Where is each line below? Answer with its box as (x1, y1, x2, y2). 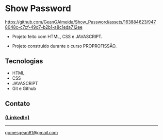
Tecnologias (5, 57, 43, 66)
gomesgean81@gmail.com (5, 130, 58, 136)
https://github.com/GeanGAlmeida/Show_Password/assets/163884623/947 (5, 19, 156, 25)
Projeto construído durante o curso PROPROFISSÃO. (12, 43, 117, 49)
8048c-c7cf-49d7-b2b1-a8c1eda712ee (5, 24, 82, 30)
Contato (5, 100, 30, 108)
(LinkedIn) (5, 114, 30, 121)
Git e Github (12, 86, 36, 91)
